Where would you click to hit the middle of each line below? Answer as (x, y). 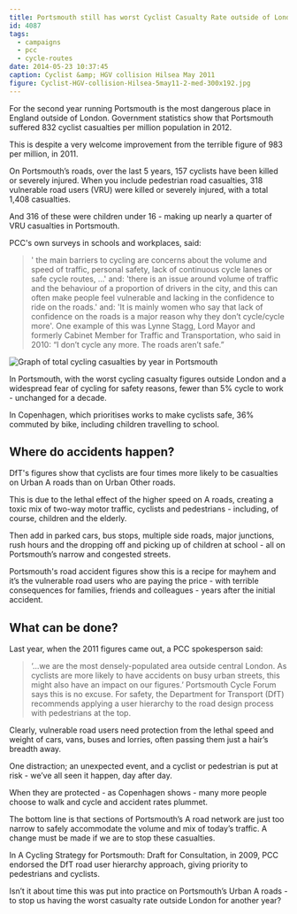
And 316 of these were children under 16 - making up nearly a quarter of (141, 216)
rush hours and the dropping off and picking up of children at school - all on (147, 545)
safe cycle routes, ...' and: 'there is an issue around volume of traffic (154, 279)
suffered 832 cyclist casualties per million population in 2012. (121, 127)
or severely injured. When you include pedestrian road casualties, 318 (136, 180)
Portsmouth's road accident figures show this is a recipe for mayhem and (143, 572)
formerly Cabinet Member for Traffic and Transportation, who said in (156, 335)
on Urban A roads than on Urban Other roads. (92, 482)
